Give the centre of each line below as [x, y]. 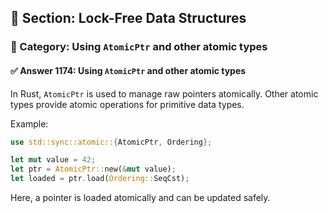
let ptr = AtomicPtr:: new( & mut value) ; [93, 169]
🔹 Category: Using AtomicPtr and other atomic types [139, 47]
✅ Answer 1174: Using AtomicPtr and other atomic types [128, 70]
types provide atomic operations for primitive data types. [127, 104]
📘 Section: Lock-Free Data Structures [128, 18]
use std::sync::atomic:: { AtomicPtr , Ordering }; [111, 142]
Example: [29, 123]
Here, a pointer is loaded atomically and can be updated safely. [140, 198]
